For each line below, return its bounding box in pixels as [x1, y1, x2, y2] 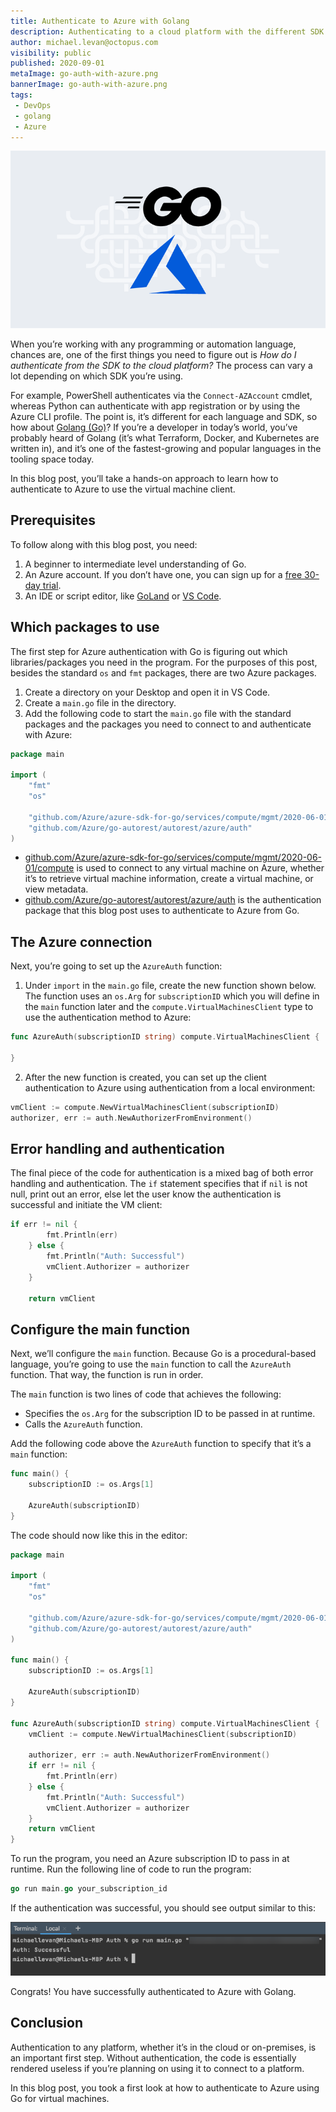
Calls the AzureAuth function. [24, 1418, 143, 1430]
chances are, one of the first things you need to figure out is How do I [10, 348, 297, 360]
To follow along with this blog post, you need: [10, 538, 198, 550]
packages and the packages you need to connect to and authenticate [24, 718, 312, 730]
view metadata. [24, 883, 89, 895]
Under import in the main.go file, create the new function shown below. [24, 980, 317, 992]
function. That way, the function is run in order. [10, 1369, 204, 1381]
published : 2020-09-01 [10, 58, 105, 69]
